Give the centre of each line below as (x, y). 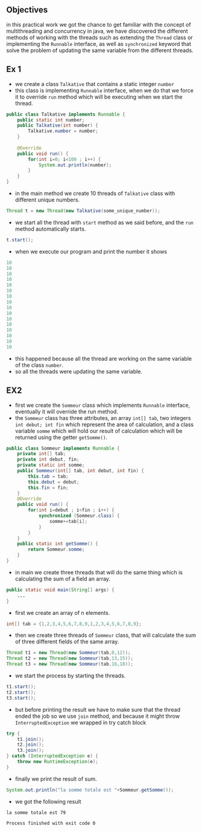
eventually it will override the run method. (67, 412)
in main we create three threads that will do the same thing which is (99, 572)
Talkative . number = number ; (63, 131)
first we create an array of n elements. (62, 613)
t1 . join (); (31, 739)
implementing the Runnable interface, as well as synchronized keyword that (99, 44)
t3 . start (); (21, 698)
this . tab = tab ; (48, 476)
